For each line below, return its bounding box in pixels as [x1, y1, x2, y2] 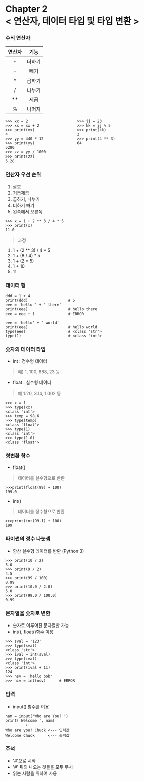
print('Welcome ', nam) [5, 718, 55, 723]
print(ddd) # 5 [5, 298, 75, 303]
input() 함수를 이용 [12, 703, 49, 710]
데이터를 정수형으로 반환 [17, 508, 65, 514]
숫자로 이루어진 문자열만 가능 [12, 622, 69, 629]
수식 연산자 [5, 35, 31, 42]
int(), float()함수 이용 [12, 629, 54, 635]
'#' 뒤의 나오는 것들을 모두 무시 [12, 764, 73, 770]
